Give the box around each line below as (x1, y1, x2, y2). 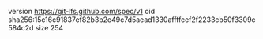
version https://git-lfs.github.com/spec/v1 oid (8, 7, 156, 16)
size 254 (35, 23, 64, 32)
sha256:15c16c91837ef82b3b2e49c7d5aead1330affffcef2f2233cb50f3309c (8, 15, 256, 24)
